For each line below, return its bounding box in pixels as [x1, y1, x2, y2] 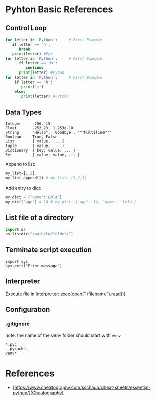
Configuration [5, 305, 50, 314]
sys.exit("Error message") [5, 264, 62, 269]
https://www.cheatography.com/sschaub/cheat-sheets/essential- [14, 384, 151, 390]
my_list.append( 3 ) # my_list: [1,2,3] [5, 176, 87, 181]
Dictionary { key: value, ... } [5, 148, 76, 153]
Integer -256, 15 [5, 121, 51, 126]
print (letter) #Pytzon [21, 94, 69, 99]
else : [14, 89, 26, 94]
